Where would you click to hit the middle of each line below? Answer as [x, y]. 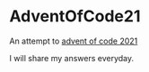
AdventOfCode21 [75, 16]
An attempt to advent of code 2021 [74, 41]
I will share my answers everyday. [72, 58]
